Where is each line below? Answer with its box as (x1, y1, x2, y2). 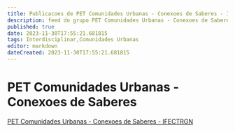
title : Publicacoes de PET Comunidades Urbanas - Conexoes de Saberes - (7, 10, 224, 17)
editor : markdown (7, 43, 58, 50)
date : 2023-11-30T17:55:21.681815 (7, 29, 108, 37)
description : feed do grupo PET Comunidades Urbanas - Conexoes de (7, 17, 208, 24)
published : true (7, 23, 55, 30)
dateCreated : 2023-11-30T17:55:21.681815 (7, 50, 130, 57)
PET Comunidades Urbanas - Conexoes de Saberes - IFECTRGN (7, 117, 194, 126)
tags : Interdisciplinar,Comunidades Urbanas (7, 36, 139, 43)
